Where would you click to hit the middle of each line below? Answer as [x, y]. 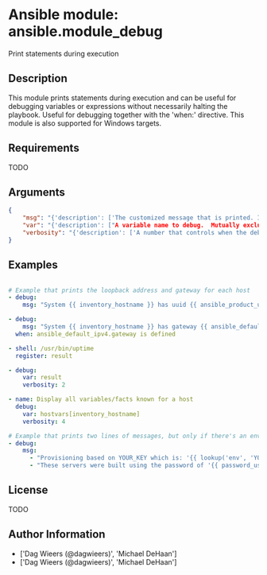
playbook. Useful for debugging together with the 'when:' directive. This [126, 115]
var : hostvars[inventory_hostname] [81, 414]
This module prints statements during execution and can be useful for [122, 98]
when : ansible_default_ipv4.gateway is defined [96, 334]
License [28, 490]
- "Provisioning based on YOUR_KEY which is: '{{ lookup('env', [138, 458]
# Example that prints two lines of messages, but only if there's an [128, 436]
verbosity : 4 [44, 422]
